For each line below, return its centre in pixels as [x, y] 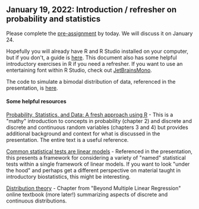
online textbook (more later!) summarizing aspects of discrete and [87, 195]
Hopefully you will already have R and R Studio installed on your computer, [97, 51]
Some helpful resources [36, 102]
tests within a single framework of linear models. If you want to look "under [98, 164]
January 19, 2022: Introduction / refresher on [91, 10]
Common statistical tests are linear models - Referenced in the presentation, [99, 151]
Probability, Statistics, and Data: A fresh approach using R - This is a [90, 115]
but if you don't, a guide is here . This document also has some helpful [91, 57]
